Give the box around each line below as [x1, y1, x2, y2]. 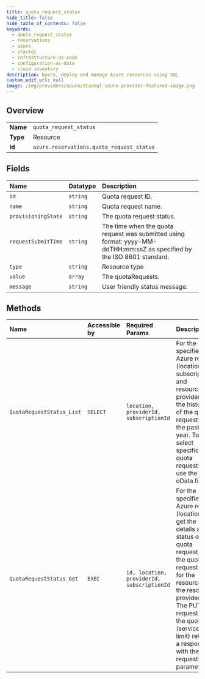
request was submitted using [101, 229, 185, 238]
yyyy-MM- [124, 237, 157, 245]
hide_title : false [6, 15, 53, 21]
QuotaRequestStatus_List [9, 409, 82, 416]
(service [176, 625, 200, 633]
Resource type [101, 262, 144, 271]
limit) [176, 632, 191, 640]
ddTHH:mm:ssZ [101, 245, 147, 253]
